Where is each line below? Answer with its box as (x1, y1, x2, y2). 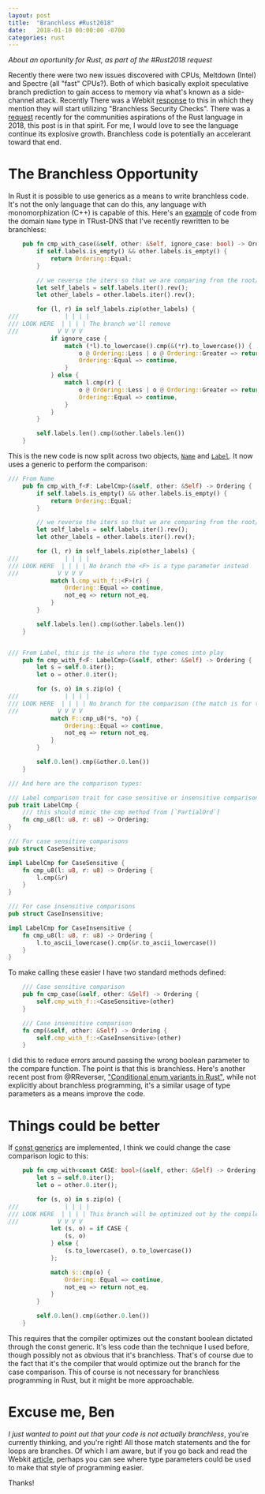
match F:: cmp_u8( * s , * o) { (50, 714, 140, 722)
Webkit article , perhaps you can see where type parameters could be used (8, 1454, 251, 1464)
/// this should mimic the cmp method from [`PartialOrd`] (22, 808, 221, 817)
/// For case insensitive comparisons (8, 903, 136, 911)
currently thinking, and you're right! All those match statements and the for (8, 1437, 251, 1447)
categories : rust (8, 33, 65, 42)
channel (8, 95, 35, 105)
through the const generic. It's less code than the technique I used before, (8, 1342, 250, 1351)
